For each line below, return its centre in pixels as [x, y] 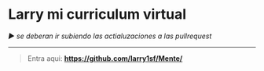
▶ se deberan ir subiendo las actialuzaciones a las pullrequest [110, 36]
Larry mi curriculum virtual [97, 14]
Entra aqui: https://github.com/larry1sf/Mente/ [105, 58]
